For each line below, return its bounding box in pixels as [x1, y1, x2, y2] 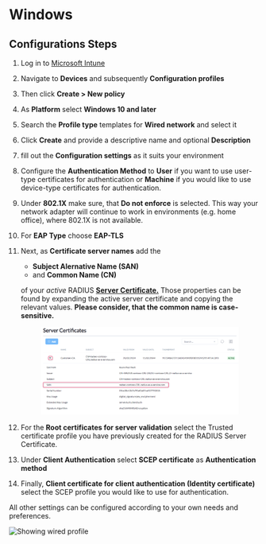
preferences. [9, 511, 51, 521]
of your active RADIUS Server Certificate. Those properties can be [20, 286, 241, 295]
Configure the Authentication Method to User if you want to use [20, 166, 233, 176]
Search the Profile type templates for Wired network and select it [20, 120, 237, 129]
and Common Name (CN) [32, 270, 118, 279]
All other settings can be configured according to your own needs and [9, 503, 239, 512]
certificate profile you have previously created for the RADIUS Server [20, 431, 247, 441]
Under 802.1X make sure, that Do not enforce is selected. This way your [20, 199, 259, 208]
